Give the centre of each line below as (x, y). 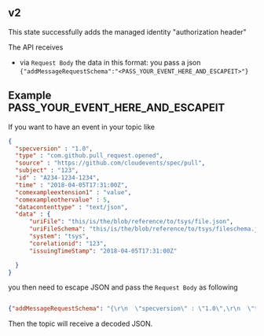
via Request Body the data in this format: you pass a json (110, 62)
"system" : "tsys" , (59, 236)
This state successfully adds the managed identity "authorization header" (127, 31)
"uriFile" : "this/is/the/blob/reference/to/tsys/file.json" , (131, 222)
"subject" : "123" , (47, 171)
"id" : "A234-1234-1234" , (58, 178)
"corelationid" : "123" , (68, 243)
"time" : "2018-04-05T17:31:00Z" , (71, 185)
